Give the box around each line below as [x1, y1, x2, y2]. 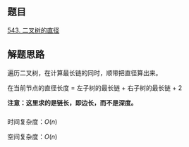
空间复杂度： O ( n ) [7, 132, 58, 141]
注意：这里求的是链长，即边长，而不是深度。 [7, 98, 138, 107]
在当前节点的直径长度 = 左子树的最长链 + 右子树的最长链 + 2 [7, 83, 182, 92]
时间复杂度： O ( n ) [7, 117, 58, 126]
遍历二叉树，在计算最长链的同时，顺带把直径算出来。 [7, 68, 162, 77]
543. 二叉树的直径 [7, 26, 60, 34]
